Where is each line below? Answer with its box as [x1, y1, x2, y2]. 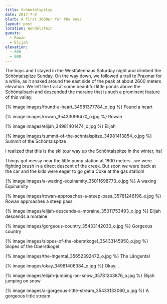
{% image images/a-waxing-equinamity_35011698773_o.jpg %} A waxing [5, 178, 156, 184]
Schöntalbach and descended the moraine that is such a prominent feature [5, 89, 160, 95]
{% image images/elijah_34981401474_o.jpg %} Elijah [5, 123, 116, 129]
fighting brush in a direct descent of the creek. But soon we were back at [5, 163, 156, 169]
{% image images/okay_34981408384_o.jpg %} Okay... [5, 263, 119, 269]
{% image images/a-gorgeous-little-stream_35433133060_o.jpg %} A [5, 287, 149, 293]
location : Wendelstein [5, 26, 53, 31]
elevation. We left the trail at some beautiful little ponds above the [5, 84, 141, 90]
